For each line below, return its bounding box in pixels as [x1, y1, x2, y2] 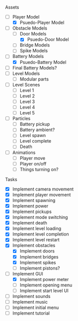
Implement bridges [19, 253, 59, 259]
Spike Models [19, 47, 48, 54]
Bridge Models [19, 42, 50, 48]
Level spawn [19, 132, 46, 138]
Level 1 [19, 87, 34, 93]
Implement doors [19, 248, 55, 254]
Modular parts [19, 76, 49, 82]
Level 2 [19, 92, 35, 99]
